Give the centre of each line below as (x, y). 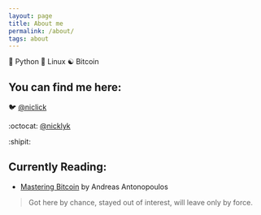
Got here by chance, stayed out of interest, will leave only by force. (141, 202)
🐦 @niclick (28, 107)
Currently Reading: (58, 167)
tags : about (28, 39)
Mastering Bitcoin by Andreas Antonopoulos (94, 187)
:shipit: (20, 142)
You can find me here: (65, 87)
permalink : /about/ (41, 31)
